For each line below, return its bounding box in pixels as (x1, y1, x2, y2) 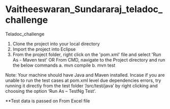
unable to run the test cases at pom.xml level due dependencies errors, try (5, 77, 161, 83)
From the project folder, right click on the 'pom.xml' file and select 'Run (12, 51, 161, 58)
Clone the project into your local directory (12, 40, 100, 46)
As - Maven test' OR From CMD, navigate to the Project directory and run (12, 57, 165, 63)
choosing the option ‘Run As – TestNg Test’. (5, 88, 96, 94)
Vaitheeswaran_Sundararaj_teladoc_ (5, 4, 163, 15)
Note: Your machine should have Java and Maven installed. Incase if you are (5, 72, 165, 78)
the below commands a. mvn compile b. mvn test (12, 62, 116, 68)
